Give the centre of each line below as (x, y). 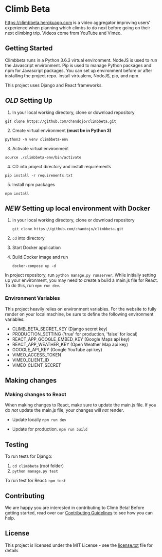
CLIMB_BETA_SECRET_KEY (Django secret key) (60, 329)
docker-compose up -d (34, 266)
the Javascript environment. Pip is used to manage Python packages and (78, 65)
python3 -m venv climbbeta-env (37, 139)
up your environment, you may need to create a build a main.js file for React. (81, 280)
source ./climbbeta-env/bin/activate (43, 157)
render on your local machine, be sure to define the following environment (79, 314)
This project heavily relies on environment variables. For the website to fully (81, 309)
